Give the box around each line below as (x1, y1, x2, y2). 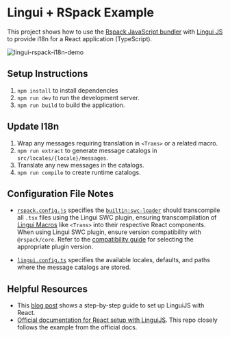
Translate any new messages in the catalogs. (16, 161, 144, 169)
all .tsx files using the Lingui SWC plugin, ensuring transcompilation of (16, 213, 217, 222)
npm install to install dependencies (16, 86, 118, 94)
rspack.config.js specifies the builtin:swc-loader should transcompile (16, 206, 220, 214)
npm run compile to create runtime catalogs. (16, 168, 142, 176)
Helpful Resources (7, 283, 88, 294)
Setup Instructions (7, 68, 88, 80)
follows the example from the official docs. (16, 323, 138, 332)
